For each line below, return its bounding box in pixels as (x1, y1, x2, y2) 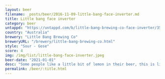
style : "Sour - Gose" (5, 44, 50, 49)
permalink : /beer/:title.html (5, 67, 67, 72)
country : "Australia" (5, 30, 50, 35)
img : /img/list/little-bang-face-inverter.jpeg (5, 53, 105, 58)
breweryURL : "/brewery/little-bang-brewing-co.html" (5, 39, 115, 44)
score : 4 (5, 48, 23, 53)
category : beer (5, 21, 36, 26)
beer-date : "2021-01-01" (5, 57, 56, 62)
